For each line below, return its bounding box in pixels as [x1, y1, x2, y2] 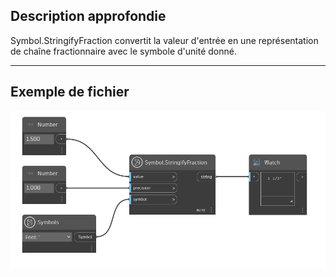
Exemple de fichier [10, 84, 130, 101]
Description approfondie [10, 8, 167, 25]
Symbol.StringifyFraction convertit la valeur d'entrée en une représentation [10, 34, 319, 46]
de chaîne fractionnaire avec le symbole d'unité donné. [10, 45, 237, 57]
